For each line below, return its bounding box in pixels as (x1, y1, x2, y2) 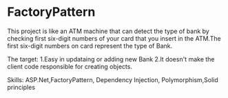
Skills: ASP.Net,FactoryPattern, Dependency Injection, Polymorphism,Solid (7, 75, 218, 84)
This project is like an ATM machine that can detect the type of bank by (7, 27, 210, 35)
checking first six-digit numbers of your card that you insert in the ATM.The (7, 34, 222, 42)
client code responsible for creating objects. (7, 62, 133, 70)
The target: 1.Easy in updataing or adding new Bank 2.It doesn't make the (7, 55, 215, 63)
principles (7, 83, 36, 91)
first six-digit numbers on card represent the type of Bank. (7, 41, 173, 50)
